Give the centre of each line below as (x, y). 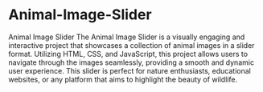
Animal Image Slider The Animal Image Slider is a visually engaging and (127, 37)
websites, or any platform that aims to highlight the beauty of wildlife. (123, 79)
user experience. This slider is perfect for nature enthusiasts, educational (129, 70)
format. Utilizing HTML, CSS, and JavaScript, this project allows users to (128, 54)
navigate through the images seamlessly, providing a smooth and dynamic (131, 62)
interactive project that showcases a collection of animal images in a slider (131, 45)
